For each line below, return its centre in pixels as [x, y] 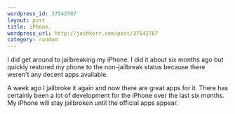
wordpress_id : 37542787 [42, 14]
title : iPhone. [29, 27]
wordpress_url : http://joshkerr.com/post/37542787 [83, 33]
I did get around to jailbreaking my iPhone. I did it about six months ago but [115, 59]
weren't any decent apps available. [58, 75]
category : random [33, 40]
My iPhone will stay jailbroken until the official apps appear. [93, 103]
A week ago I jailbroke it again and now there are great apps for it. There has [118, 88]
